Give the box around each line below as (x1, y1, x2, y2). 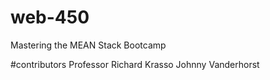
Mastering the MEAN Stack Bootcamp (10, 39, 167, 51)
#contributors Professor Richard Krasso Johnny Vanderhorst (10, 58, 260, 70)
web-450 (10, 6, 90, 29)
